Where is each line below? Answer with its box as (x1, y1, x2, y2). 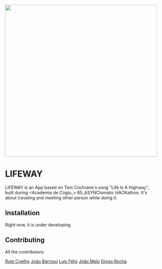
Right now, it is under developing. (5, 222, 72, 228)
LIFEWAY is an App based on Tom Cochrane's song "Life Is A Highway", (5, 184, 149, 190)
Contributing (5, 236, 45, 244)
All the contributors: (5, 249, 45, 254)
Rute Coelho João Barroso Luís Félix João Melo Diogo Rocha (5, 258, 127, 264)
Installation (5, 209, 40, 217)
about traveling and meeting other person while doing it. (5, 195, 118, 200)
